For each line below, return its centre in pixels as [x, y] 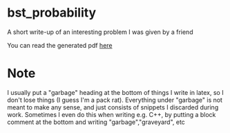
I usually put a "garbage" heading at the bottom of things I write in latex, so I [115, 92]
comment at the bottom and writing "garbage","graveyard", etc [96, 122]
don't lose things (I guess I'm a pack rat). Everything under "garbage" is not [115, 100]
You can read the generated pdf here [60, 45]
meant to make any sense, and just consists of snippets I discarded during [113, 107]
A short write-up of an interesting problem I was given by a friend [100, 32]
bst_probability [52, 13]
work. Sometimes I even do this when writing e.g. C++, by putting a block [112, 114]
